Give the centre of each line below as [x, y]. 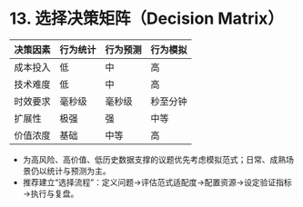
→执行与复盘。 [50, 193]
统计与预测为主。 [79, 171]
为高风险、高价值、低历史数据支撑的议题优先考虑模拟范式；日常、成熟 [154, 159]
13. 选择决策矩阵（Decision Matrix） [147, 19]
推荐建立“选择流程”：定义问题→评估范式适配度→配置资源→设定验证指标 [157, 182]
